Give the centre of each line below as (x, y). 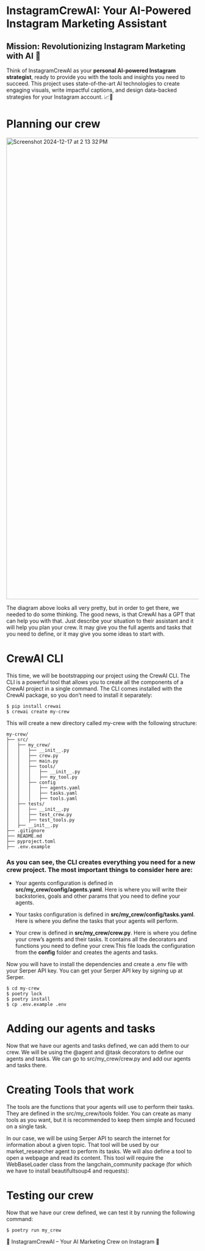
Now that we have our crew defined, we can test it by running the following (101, 1212)
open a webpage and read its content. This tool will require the (85, 1158)
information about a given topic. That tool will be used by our (83, 1145)
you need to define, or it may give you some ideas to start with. (85, 634)
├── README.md (24, 836)
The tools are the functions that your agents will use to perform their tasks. (100, 1107)
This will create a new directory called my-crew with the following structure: (102, 723)
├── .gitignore (26, 830)
